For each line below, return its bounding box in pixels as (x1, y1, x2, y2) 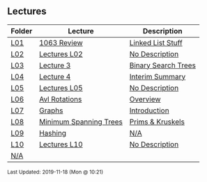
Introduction (129, 106, 169, 115)
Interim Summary (129, 72, 186, 81)
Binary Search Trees (129, 60, 197, 70)
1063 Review (39, 38, 84, 47)
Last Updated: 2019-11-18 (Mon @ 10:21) (7, 168, 104, 176)
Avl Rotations (39, 94, 82, 104)
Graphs (39, 106, 63, 115)
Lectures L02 (39, 49, 84, 58)
